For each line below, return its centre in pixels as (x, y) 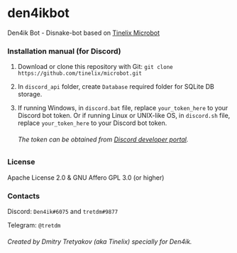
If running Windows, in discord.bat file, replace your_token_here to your (123, 108)
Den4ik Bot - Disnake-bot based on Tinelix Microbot (83, 33)
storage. (30, 95)
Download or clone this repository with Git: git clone (95, 67)
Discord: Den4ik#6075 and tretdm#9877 (63, 212)
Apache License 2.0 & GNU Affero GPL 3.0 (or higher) (86, 177)
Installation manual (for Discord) (64, 51)
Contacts (24, 195)
